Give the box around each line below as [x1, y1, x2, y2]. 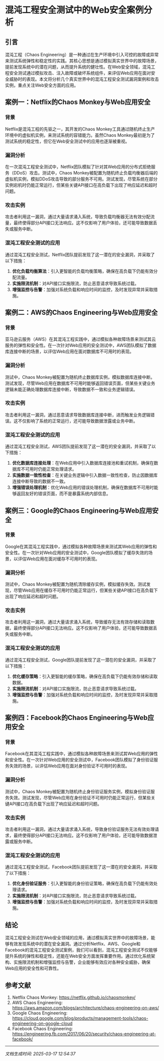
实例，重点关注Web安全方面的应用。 [5, 82, 79, 88]
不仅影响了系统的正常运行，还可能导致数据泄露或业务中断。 [18, 418, 138, 424]
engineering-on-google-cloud [12, 1020, 73, 1026]
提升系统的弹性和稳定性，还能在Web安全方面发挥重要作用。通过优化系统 [5, 953, 151, 959]
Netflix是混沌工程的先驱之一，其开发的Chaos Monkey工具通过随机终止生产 [5, 126, 155, 132]
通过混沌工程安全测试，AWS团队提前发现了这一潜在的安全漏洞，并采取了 [5, 444, 152, 449]
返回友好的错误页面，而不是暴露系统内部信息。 [16, 491, 111, 496]
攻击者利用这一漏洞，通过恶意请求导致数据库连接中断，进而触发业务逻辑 [5, 412, 150, 418]
